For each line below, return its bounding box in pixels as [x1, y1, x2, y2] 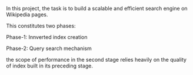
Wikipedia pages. [6, 11, 48, 18]
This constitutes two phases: [6, 23, 76, 29]
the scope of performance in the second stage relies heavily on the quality [6, 56, 187, 63]
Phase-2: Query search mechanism [6, 45, 92, 52]
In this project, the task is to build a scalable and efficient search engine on [6, 5, 188, 12]
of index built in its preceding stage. [6, 62, 93, 69]
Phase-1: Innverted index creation [6, 34, 88, 40]
